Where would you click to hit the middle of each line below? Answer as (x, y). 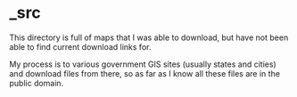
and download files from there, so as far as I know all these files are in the (145, 73)
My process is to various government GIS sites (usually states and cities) (143, 64)
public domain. (37, 83)
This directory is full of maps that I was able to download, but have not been (149, 37)
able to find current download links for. (80, 46)
